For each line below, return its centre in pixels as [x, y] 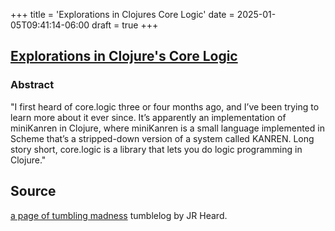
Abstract [32, 85]
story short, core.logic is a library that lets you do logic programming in [156, 149]
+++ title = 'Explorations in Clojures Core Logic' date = [122, 14]
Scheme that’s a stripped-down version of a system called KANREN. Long [162, 138]
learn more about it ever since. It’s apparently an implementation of [148, 117]
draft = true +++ [125, 25]
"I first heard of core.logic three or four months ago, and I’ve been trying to [165, 106]
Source [33, 191]
